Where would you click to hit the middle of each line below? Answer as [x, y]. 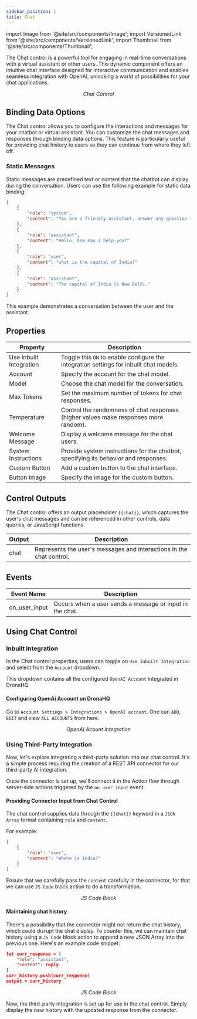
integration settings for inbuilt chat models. [120, 365]
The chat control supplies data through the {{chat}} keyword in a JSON [91, 814]
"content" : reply [38, 965]
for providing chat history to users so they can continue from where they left [98, 145]
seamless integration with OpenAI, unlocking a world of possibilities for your [98, 76]
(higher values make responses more [112, 417]
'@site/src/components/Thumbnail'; [50, 46]
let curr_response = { [34, 954]
